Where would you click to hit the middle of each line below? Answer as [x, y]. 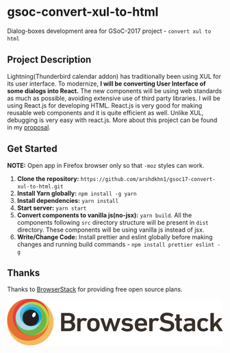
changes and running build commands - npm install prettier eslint [115, 244]
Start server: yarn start [52, 208]
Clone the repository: [48, 178]
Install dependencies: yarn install [68, 200]
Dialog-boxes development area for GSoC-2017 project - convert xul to [109, 31]
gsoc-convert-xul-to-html [83, 12]
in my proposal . [29, 127]
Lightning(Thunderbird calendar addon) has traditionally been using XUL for [114, 76]
